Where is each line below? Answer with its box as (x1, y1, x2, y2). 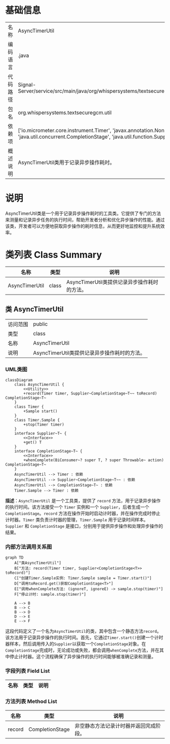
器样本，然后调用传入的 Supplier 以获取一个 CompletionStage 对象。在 (5, 641, 146, 647)
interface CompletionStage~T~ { (14, 448, 82, 454)
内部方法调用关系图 (5, 543, 52, 550)
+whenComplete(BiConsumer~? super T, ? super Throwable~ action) (23, 458, 164, 463)
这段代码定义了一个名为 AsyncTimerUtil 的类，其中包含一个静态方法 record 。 (5, 628, 162, 634)
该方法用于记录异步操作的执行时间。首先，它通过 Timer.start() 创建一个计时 (5, 634, 163, 640)
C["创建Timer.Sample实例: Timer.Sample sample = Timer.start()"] (14, 576, 152, 581)
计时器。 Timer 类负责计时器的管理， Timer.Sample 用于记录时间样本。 (5, 516, 148, 523)
